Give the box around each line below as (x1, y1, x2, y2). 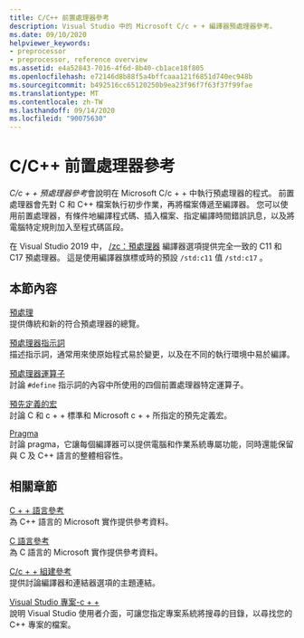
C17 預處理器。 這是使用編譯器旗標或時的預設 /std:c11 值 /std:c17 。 (9, 252, 269, 263)
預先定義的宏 (9, 398, 57, 409)
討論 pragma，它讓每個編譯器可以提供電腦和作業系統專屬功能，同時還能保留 (9, 438, 294, 449)
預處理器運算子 (9, 367, 65, 378)
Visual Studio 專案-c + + (9, 596, 100, 607)
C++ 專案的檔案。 (9, 619, 76, 630)
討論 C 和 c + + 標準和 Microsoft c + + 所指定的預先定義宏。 (9, 409, 233, 421)
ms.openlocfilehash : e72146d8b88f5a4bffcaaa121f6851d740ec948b (9, 72, 253, 81)
